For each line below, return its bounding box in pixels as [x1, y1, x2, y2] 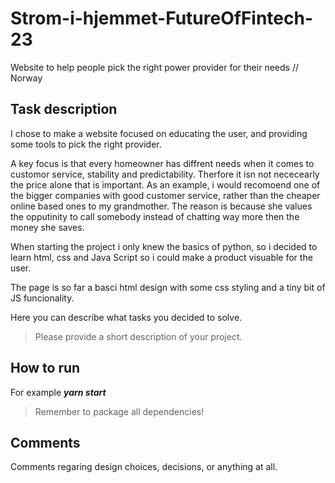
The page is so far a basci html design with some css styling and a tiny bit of [10, 281, 326, 293]
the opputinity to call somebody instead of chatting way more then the [10, 210, 300, 222]
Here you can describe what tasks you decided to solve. [10, 311, 243, 323]
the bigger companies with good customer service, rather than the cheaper [10, 189, 321, 201]
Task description [10, 101, 118, 118]
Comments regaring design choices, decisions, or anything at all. [10, 461, 278, 473]
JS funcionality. [10, 292, 75, 304]
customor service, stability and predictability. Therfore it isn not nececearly [10, 168, 320, 180]
